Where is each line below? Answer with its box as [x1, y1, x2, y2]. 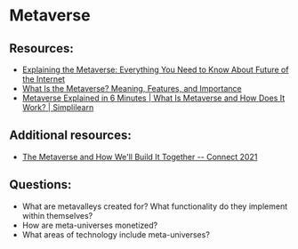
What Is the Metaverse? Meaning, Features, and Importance [21, 84, 242, 93]
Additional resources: [9, 128, 132, 143]
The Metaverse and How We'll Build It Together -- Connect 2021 [21, 151, 258, 162]
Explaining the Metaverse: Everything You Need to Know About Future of [21, 64, 289, 75]
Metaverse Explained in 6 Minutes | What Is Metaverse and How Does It [21, 92, 286, 103]
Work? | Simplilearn [21, 102, 94, 112]
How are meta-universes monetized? [21, 220, 158, 230]
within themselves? [21, 210, 93, 221]
